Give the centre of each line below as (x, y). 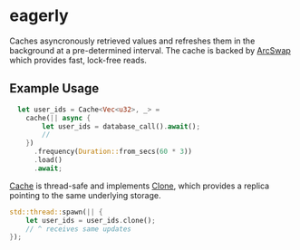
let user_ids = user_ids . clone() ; (91, 220)
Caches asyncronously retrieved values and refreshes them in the (132, 41)
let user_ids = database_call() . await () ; (121, 126)
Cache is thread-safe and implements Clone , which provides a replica (140, 186)
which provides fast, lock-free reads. (78, 60)
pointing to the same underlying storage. (85, 195)
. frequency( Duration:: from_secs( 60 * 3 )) (113, 152)
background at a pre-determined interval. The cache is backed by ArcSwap (150, 50)
